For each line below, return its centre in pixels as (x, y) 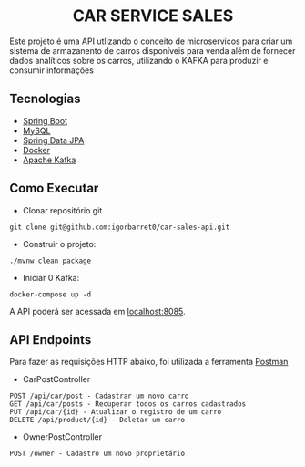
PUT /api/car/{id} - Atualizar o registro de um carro (116, 412)
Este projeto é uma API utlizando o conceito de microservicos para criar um (151, 41)
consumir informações (51, 70)
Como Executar (54, 188)
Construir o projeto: (59, 244)
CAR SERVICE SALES (153, 16)
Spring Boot (45, 120)
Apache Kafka (49, 160)
